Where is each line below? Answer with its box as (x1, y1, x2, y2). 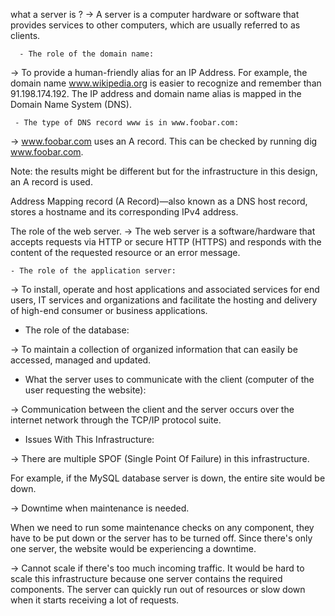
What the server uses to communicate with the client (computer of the (24, 374, 315, 385)
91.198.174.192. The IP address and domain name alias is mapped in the (10, 88, 302, 99)
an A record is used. (10, 176, 93, 188)
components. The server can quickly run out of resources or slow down (10, 584, 306, 595)
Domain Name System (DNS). (10, 99, 132, 110)
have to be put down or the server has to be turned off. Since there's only (10, 532, 313, 544)
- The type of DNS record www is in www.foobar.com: (14, 118, 240, 128)
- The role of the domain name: (19, 49, 155, 59)
